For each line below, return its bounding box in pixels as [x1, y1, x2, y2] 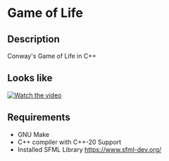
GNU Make [17, 130, 50, 138]
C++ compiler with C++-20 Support [17, 138, 122, 146]
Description [7, 33, 60, 45]
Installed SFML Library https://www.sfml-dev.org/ [17, 145, 162, 153]
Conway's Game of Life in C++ [7, 52, 97, 60]
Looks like [7, 72, 53, 84]
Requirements [7, 112, 70, 124]
